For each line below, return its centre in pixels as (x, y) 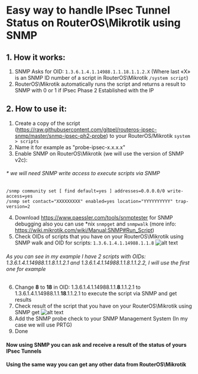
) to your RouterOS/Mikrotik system (148, 136)
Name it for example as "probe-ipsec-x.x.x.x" (70, 147)
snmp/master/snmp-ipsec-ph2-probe (60, 136)
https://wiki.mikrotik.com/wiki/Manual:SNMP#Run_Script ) (85, 230)
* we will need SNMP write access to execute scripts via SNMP (83, 173)
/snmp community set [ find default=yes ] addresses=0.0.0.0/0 (86, 191)
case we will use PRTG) (43, 325)
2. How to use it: (36, 109)
